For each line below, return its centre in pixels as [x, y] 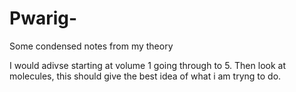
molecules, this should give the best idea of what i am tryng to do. [145, 76]
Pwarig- [43, 18]
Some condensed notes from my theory [91, 46]
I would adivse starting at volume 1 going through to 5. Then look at [147, 65]
